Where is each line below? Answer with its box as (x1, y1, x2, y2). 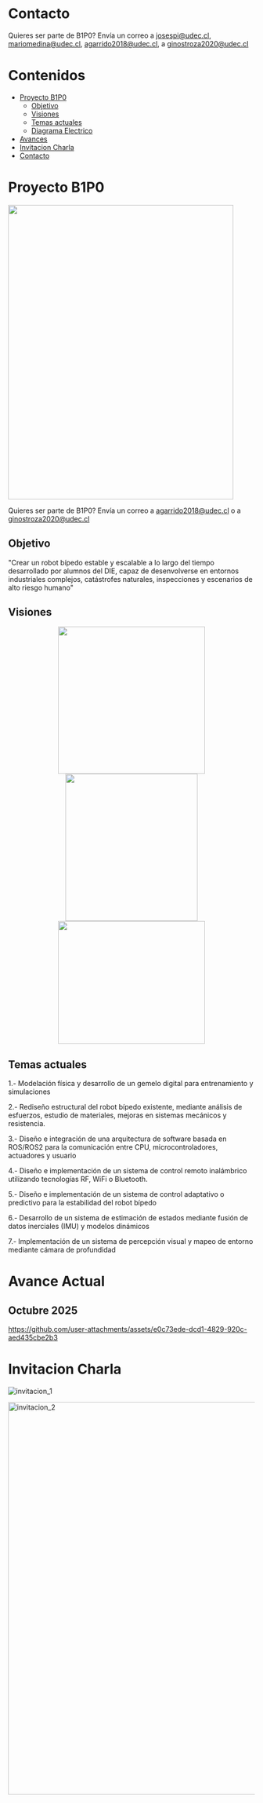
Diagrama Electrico (31, 126, 93, 135)
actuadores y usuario (8, 1151, 77, 1161)
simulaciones (8, 1087, 51, 1096)
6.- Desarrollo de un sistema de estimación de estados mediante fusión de (8, 1213, 249, 1223)
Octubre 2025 (8, 1304, 78, 1317)
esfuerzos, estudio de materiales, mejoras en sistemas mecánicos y (8, 1110, 227, 1120)
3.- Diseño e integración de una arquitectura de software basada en (8, 1134, 227, 1143)
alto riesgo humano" (8, 583, 74, 592)
